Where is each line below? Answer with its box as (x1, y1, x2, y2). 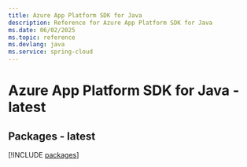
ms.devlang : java (8, 41, 65, 49)
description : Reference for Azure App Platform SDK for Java (8, 19, 213, 27)
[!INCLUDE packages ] (8, 151, 79, 159)
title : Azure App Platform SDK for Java (8, 11, 143, 20)
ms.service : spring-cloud (8, 48, 93, 56)
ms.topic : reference (8, 33, 76, 42)
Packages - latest (8, 129, 96, 143)
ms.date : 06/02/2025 (8, 26, 76, 34)
